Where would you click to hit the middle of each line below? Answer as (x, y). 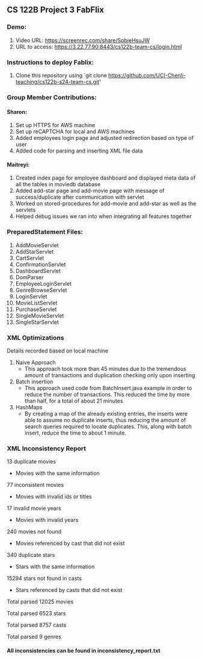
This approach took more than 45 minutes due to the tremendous (106, 369)
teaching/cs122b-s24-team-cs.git (57, 81)
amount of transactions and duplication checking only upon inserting (110, 375)
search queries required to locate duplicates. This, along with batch (108, 426)
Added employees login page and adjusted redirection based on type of (105, 138)
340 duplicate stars (31, 555)
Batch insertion (34, 382)
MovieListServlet (36, 303)
